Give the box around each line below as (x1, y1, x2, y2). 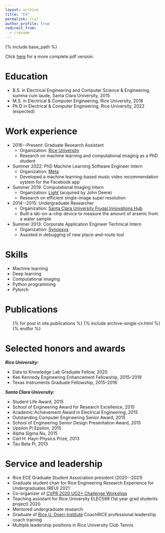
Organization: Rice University (19, 147, 79, 153)
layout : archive (5, 7, 39, 12)
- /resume (9, 30, 30, 35)
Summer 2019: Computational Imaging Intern (12, 184, 104, 190)
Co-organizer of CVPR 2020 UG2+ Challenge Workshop (12, 490, 127, 496)
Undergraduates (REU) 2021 (12, 485, 70, 491)
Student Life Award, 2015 (12, 399, 64, 405)
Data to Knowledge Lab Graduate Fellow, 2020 (12, 369, 108, 375)
